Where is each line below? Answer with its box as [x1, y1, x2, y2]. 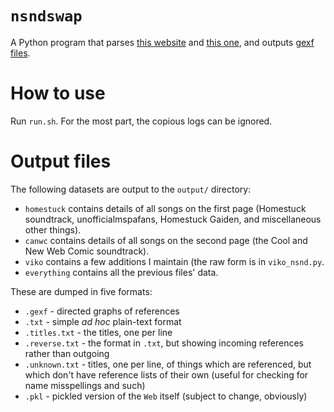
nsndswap [10, 7, 83, 26]
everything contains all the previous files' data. [24, 266, 219, 278]
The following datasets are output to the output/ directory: [10, 183, 252, 195]
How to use [10, 82, 106, 105]
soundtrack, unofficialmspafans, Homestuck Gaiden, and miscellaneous [24, 213, 322, 225]
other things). [24, 223, 82, 236]
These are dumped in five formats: [10, 285, 153, 297]
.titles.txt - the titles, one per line [24, 326, 173, 338]
